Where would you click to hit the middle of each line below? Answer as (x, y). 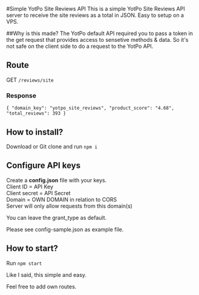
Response (21, 95)
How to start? (32, 249)
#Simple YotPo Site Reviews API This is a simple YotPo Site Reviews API (96, 9)
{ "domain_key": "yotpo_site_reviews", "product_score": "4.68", (90, 108)
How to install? (35, 132)
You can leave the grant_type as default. (57, 217)
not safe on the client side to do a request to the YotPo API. (80, 46)
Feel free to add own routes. (41, 287)
